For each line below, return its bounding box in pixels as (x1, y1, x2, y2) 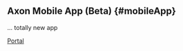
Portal (7, 37, 24, 45)
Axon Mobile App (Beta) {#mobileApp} (7, 5, 176, 17)
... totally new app (7, 23, 58, 31)
